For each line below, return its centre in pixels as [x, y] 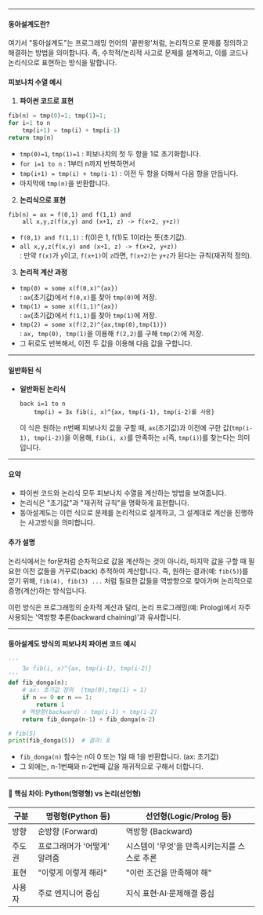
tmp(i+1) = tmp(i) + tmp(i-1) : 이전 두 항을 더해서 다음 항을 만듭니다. [129, 173]
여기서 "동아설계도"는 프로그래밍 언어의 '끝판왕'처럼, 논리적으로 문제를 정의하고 [128, 43]
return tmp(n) [31, 138]
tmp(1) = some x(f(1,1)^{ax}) [69, 306]
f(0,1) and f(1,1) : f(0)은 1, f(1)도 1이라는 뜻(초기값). [103, 237]
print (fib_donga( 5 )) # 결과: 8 [59, 741]
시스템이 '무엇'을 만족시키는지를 [181, 846]
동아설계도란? [29, 24]
